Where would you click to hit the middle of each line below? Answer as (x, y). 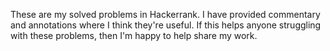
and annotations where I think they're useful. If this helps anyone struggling (166, 25)
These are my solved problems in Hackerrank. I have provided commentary (165, 14)
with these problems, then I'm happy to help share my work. (134, 35)
